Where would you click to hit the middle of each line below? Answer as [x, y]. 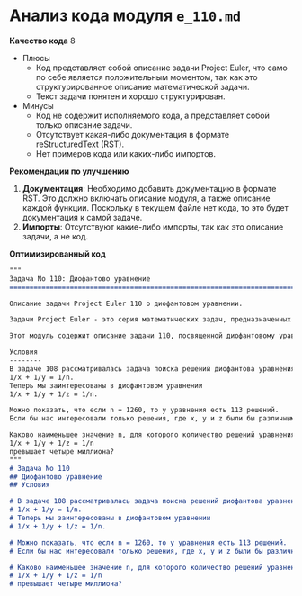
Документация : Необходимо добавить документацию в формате [149, 188]
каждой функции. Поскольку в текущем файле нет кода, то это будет [155, 207]
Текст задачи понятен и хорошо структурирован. [130, 96]
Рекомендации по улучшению [69, 171]
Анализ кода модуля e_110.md [125, 16]
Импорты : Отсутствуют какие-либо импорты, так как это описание [153, 227]
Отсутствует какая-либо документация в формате [133, 134]
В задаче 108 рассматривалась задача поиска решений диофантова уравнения [152, 369]
